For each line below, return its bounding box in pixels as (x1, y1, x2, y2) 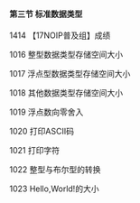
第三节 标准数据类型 (9, 8, 83, 19)
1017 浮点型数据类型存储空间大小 (9, 69, 131, 79)
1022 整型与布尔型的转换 (9, 164, 101, 175)
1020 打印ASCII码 (9, 126, 75, 137)
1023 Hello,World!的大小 (9, 183, 99, 194)
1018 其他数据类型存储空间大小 (9, 88, 124, 98)
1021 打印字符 (9, 145, 61, 156)
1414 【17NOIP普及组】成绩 (9, 30, 111, 41)
